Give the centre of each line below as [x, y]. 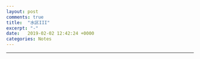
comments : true [25, 17]
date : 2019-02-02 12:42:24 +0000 [50, 34]
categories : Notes [29, 39]
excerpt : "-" [22, 28]
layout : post [22, 12]
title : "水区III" [28, 22]
